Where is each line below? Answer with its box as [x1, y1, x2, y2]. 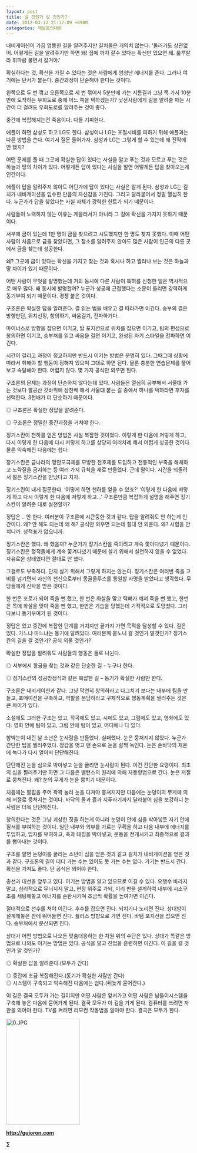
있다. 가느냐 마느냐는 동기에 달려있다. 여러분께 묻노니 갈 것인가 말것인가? [6, 630, 172, 637]
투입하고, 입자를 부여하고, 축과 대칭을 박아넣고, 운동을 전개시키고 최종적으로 [6, 831, 179, 838]
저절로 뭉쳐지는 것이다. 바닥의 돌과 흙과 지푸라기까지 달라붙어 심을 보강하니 [12, 796, 183, 803]
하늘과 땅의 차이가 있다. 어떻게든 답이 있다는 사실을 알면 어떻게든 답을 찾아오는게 [6, 163, 190, 171]
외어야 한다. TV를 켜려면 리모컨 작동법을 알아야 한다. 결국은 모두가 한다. [16, 1007, 181, 1014]
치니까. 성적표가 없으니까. [6, 528, 65, 535]
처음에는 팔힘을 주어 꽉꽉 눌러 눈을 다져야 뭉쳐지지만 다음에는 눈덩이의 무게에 [6, 789, 182, 796]
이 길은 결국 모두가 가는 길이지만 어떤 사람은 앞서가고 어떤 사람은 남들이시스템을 [6, 992, 188, 999]
